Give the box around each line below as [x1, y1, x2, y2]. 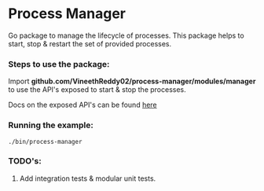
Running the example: [8, 119, 94, 130]
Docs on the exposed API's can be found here [8, 100, 157, 110]
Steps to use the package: [8, 58, 110, 69]
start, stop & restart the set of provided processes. [8, 39, 172, 48]
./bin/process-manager [8, 138, 82, 145]
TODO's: [8, 156, 42, 167]
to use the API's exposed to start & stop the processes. [8, 85, 186, 94]
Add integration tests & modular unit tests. [19, 174, 156, 183]
